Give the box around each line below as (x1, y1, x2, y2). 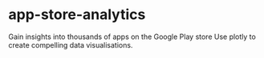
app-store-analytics (8, 6, 146, 24)
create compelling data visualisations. (8, 40, 133, 49)
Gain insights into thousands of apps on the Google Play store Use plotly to (8, 32, 257, 41)
